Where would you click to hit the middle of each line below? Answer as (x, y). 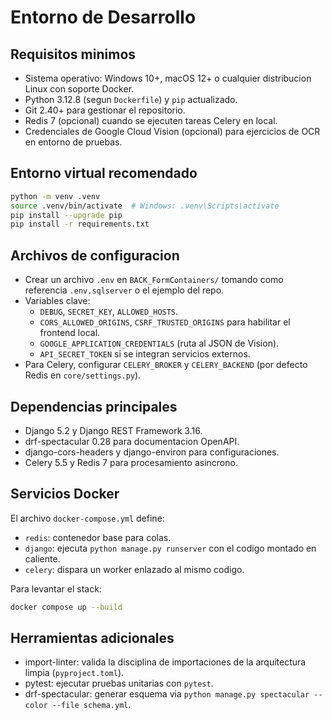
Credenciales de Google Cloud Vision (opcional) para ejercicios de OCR (172, 131)
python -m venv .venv (55, 196)
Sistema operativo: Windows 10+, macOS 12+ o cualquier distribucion (168, 78)
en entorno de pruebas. (73, 142)
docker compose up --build (66, 607)
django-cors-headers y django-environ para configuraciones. (152, 452)
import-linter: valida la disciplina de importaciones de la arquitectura (165, 662)
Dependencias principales (94, 406)
